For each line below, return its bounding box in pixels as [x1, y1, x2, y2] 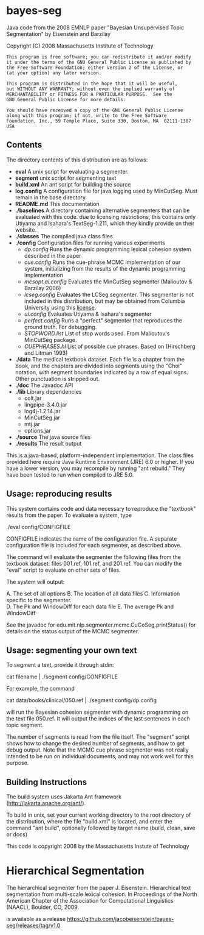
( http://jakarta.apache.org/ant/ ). [6, 800, 86, 807]
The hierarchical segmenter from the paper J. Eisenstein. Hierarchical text [6, 884, 191, 892]
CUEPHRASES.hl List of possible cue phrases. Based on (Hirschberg [24, 343, 195, 350]
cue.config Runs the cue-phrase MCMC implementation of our [24, 258, 181, 266]
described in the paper [24, 252, 81, 259]
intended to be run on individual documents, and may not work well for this [6, 753, 194, 760]
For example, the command [6, 685, 75, 692]
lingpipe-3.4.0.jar [24, 400, 67, 408]
